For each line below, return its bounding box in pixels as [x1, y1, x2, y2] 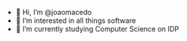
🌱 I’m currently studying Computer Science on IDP [15, 24, 180, 33]
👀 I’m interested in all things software [15, 16, 137, 25]
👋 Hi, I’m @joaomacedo [15, 8, 92, 17]
